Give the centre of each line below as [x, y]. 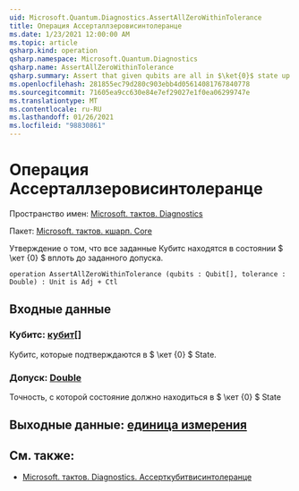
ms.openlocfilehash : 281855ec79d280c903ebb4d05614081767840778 [130, 84]
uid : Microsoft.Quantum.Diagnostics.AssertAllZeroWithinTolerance [136, 17]
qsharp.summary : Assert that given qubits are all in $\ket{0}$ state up [150, 76]
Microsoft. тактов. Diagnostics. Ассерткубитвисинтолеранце [137, 477]
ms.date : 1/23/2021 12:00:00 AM [69, 34]
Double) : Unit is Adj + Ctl [64, 282]
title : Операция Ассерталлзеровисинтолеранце [95, 26]
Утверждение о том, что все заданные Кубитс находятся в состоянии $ [146, 248]
